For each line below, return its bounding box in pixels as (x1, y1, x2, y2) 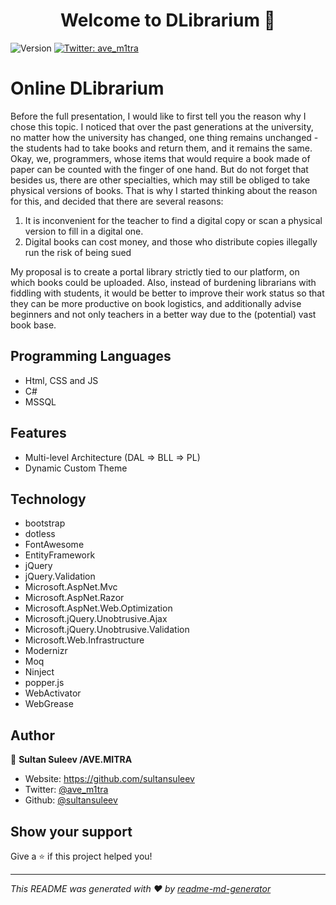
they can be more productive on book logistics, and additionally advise (10, 297, 302, 309)
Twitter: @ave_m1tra (24, 784, 109, 796)
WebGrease (24, 698, 74, 710)
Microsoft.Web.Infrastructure (24, 634, 145, 646)
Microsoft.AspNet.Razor (24, 592, 125, 604)
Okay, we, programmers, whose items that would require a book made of (10, 152, 311, 164)
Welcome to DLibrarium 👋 (60, 9, 276, 32)
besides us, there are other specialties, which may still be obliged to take (10, 174, 311, 186)
